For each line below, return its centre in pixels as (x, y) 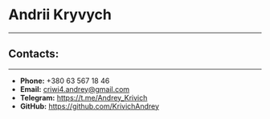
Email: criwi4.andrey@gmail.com (75, 89)
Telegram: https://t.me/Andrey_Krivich (84, 97)
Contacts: (34, 54)
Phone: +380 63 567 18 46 (65, 81)
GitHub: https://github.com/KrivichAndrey (89, 106)
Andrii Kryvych (60, 15)
